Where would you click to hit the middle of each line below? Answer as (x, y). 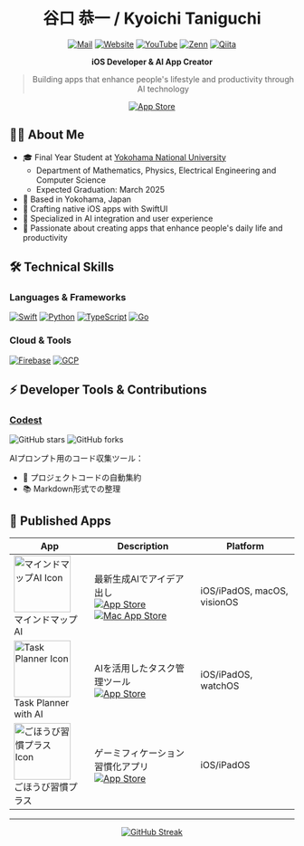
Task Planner (42, 703)
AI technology (163, 89)
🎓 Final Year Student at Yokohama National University (124, 157)
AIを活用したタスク (135, 669)
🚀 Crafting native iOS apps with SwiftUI (95, 208)
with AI (28, 714)
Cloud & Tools (41, 340)
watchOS (220, 686)
